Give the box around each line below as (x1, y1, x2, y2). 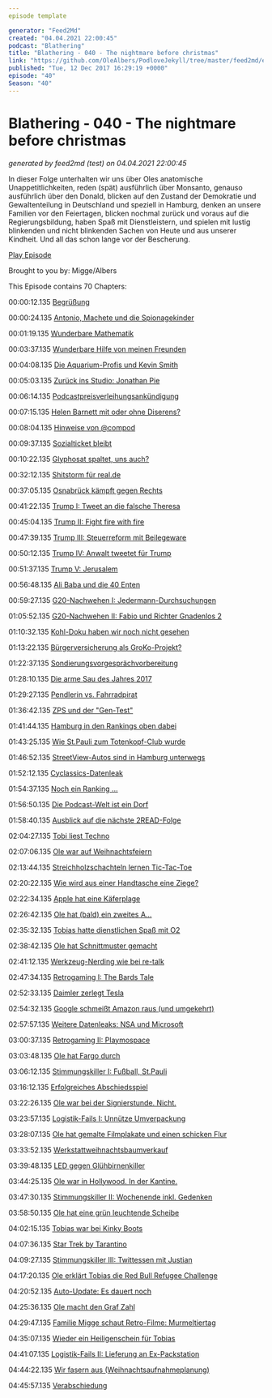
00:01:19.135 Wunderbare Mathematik (8, 328, 134, 338)
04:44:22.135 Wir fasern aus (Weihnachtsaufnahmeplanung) (8, 1365, 210, 1374)
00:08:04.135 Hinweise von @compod (8, 422, 136, 432)
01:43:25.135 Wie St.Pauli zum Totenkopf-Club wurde (8, 737, 186, 746)
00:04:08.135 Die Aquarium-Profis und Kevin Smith (8, 360, 178, 370)
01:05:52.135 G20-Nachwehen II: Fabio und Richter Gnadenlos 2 (8, 611, 223, 621)
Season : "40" (8, 79, 53, 88)
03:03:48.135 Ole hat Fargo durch (8, 1050, 121, 1060)
